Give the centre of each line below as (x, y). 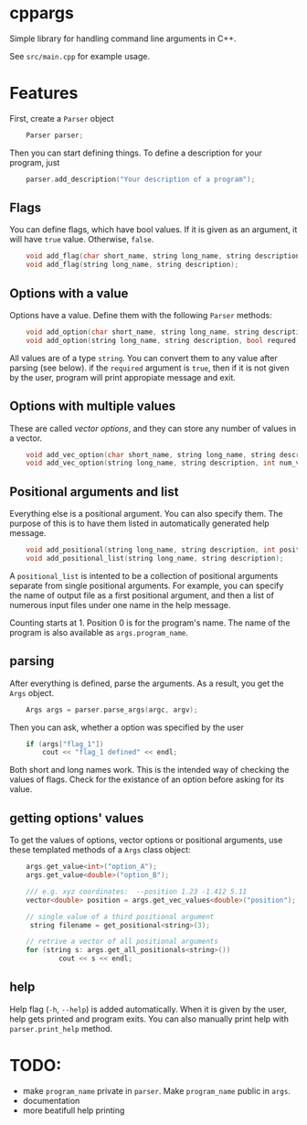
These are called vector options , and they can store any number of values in (153, 428)
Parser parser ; (55, 135)
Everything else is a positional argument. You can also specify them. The (146, 514)
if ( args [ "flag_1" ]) (65, 744)
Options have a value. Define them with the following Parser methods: (141, 315)
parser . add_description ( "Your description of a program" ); (141, 179)
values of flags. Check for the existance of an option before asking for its (147, 779)
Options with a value (69, 293)
